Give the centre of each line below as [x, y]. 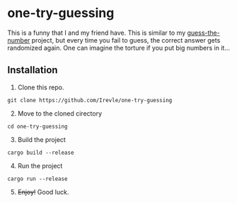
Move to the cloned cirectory [60, 113]
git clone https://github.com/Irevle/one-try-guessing [90, 100]
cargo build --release [41, 153]
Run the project [40, 165]
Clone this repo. [41, 87]
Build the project [41, 139]
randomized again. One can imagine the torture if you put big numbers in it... [118, 48]
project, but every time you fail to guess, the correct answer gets [126, 40]
